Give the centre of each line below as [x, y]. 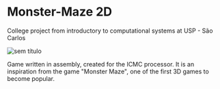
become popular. [31, 78]
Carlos [16, 37]
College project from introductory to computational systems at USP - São [110, 31]
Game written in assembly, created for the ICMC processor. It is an [101, 64]
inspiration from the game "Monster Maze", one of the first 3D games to [108, 71]
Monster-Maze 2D [60, 12]
